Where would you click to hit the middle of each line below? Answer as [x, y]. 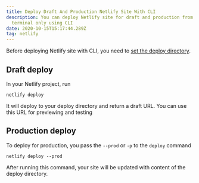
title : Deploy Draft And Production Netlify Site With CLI [81, 12]
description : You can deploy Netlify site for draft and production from [100, 17]
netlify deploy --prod [34, 156]
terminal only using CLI [42, 23]
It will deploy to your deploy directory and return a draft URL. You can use [97, 106]
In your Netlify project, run [38, 83]
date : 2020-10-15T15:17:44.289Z [46, 28]
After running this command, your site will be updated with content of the [96, 167]
